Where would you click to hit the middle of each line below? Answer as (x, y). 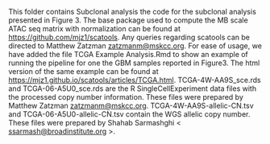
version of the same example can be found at (83, 71)
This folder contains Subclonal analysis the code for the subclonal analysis (132, 12)
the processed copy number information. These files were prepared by (126, 97)
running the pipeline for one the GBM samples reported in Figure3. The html (134, 63)
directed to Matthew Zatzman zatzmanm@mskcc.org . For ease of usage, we (135, 46)
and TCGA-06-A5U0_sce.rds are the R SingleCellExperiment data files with (132, 88)
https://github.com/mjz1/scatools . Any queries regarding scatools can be (129, 37)
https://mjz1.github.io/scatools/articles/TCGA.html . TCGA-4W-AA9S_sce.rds (135, 80)
